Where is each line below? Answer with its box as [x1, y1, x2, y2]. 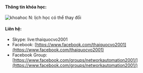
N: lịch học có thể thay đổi [28, 15, 82, 20]
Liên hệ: [5, 26, 22, 32]
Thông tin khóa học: [5, 4, 47, 10]
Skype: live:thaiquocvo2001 [12, 36, 68, 42]
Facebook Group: [12, 52, 47, 58]
